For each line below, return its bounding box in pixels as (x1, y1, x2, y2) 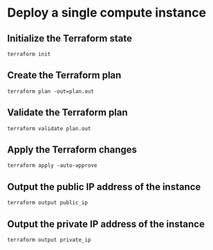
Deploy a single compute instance (7, 5, 206, 21)
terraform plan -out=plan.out (7, 88, 95, 95)
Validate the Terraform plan (7, 107, 128, 118)
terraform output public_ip (7, 199, 89, 206)
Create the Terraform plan (7, 69, 122, 81)
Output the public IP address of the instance (7, 181, 201, 193)
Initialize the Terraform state (7, 33, 133, 44)
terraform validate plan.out (7, 125, 91, 132)
